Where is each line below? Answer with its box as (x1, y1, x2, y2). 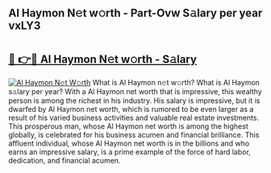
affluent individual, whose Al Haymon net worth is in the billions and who (8, 138, 250, 148)
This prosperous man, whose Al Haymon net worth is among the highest (8, 122, 248, 131)
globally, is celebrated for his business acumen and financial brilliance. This (8, 130, 260, 139)
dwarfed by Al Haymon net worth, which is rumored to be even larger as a (8, 105, 254, 113)
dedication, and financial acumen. (8, 156, 121, 165)
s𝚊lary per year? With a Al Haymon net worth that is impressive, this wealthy (8, 87, 262, 96)
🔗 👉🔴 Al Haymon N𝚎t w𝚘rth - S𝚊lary (8, 52, 198, 66)
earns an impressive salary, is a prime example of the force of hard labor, (8, 147, 252, 156)
